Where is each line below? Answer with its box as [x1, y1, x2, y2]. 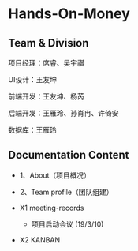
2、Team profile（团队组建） [19, 187, 114, 197]
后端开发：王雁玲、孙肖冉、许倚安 [8, 108, 119, 118]
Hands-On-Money [8, 5, 130, 23]
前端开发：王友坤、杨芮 [8, 92, 84, 101]
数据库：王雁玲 [8, 126, 57, 134]
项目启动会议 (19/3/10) [31, 219, 104, 229]
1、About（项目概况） [19, 170, 91, 180]
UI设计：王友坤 [8, 75, 58, 84]
